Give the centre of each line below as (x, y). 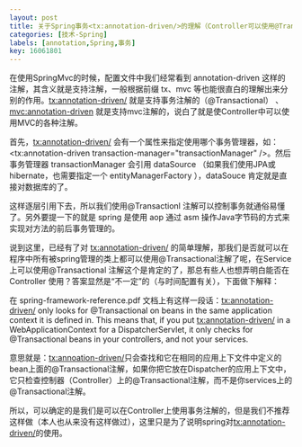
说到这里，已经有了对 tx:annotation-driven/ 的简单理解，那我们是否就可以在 (149, 247)
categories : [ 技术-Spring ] (58, 34)
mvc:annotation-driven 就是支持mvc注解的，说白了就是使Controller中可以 (146, 112)
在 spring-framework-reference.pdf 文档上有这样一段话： (115, 300)
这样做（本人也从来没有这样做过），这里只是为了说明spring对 (121, 422)
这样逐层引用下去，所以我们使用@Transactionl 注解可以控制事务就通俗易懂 (147, 206)
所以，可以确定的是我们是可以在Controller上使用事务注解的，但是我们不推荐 (150, 411)
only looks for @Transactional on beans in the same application (155, 310)
